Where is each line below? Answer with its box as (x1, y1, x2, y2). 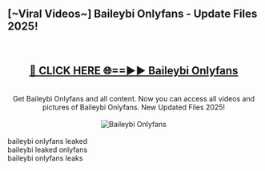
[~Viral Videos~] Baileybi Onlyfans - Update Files (7, 7, 258, 21)
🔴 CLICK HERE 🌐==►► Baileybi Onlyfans (29, 64, 239, 78)
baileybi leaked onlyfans (7, 145, 88, 154)
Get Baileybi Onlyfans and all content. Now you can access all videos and (12, 93, 255, 103)
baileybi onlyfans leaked (7, 136, 88, 145)
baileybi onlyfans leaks (7, 153, 83, 163)
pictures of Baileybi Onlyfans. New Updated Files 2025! (42, 102, 226, 112)
